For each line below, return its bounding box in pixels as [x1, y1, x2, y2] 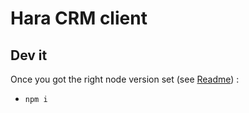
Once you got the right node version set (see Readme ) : [10, 73, 240, 85]
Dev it [10, 47, 48, 64]
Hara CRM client [10, 7, 148, 30]
